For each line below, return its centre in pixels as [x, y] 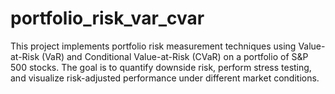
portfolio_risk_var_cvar [107, 18]
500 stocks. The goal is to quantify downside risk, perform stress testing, [161, 67]
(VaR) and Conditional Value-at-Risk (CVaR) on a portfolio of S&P [175, 56]
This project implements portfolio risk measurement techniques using [153, 46]
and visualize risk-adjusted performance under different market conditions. [165, 78]
